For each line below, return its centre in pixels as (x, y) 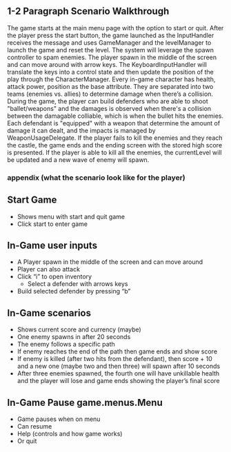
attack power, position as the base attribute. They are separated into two (110, 86)
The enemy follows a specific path (66, 345)
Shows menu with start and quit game (71, 216)
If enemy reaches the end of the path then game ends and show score (117, 351)
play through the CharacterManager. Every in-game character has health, (111, 79)
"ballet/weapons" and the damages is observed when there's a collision (109, 108)
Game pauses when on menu (59, 419)
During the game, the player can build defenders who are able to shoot (108, 101)
